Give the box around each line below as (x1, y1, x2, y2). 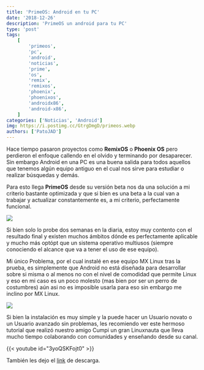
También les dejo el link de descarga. (6, 357, 100, 364)
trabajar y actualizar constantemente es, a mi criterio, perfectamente (6, 197, 179, 203)
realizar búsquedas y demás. (6, 172, 80, 178)
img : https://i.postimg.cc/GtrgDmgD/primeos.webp (6, 123, 136, 129)
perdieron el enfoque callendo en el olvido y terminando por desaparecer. (6, 152, 192, 159)
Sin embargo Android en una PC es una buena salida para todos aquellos (6, 159, 191, 165)
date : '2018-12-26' (6, 15, 56, 21)
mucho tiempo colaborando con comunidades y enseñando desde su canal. (6, 333, 198, 340)
